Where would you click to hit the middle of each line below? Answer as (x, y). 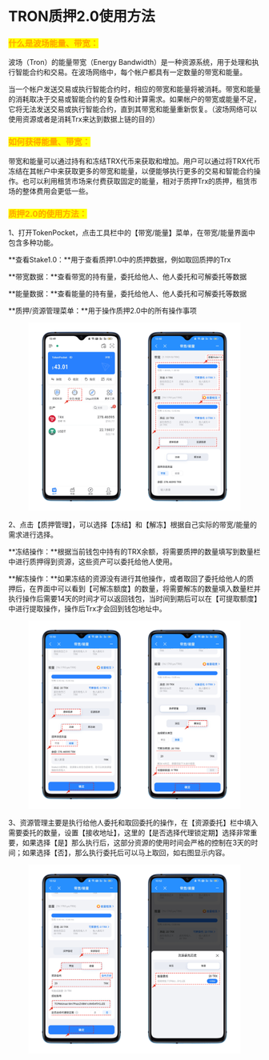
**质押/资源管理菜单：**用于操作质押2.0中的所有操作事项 (103, 311)
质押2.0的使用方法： (48, 214)
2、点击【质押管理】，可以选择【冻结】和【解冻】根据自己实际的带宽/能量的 (133, 525)
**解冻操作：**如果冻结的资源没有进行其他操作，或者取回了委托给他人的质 (131, 579)
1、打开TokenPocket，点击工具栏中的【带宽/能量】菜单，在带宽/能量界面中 (132, 233)
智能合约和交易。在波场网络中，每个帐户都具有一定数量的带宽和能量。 (130, 72)
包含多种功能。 (33, 243)
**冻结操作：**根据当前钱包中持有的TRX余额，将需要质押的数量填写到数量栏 (134, 552)
